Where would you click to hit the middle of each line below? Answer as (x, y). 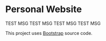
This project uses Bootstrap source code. (49, 33)
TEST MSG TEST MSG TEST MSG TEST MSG (53, 23)
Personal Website (44, 9)
